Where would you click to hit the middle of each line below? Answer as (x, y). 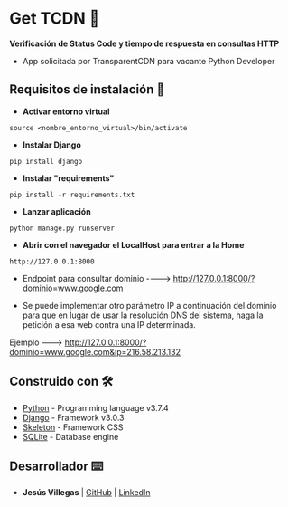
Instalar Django (51, 145)
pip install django (46, 161)
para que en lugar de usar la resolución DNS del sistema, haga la (143, 315)
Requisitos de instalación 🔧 (87, 90)
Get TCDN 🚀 (55, 19)
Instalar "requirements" (68, 178)
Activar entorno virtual (66, 111)
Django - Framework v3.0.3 (73, 417)
